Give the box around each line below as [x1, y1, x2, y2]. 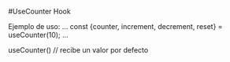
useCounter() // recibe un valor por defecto [8, 46, 149, 54]
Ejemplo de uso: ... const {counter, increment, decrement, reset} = [8, 22, 223, 31]
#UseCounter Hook [8, 7, 71, 16]
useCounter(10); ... [8, 31, 69, 39]
